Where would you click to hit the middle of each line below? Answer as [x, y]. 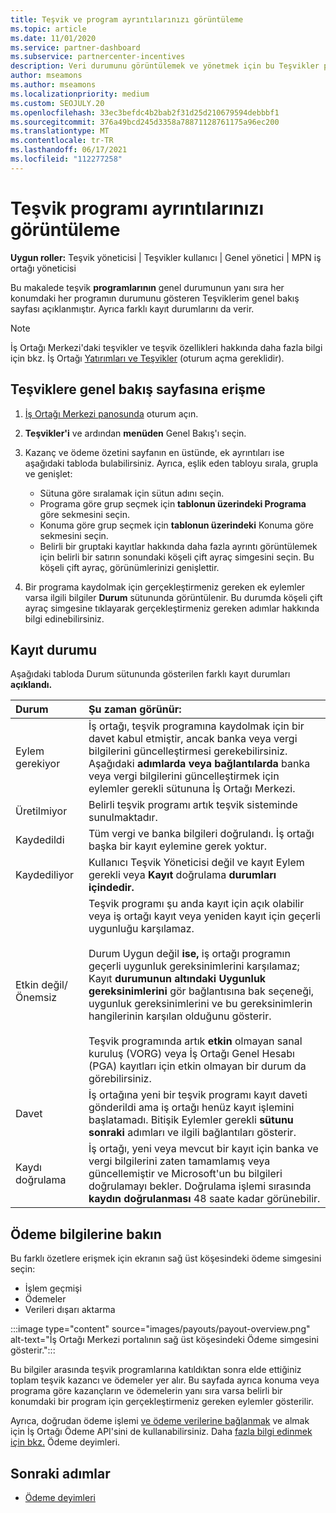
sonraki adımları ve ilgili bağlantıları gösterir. [192, 1133]
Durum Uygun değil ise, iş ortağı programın [189, 954]
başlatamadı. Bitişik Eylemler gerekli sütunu [191, 1120]
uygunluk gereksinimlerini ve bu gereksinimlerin [200, 1004]
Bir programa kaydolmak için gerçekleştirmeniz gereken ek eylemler [165, 587]
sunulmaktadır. [123, 818]
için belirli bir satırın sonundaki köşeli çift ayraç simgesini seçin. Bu [177, 557]
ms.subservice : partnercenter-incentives [98, 57]
